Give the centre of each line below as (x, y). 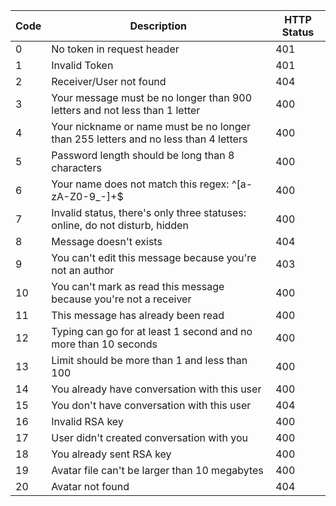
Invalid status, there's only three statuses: (149, 212)
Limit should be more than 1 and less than (149, 360)
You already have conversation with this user (156, 389)
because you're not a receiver (121, 299)
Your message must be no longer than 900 (152, 97)
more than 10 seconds (104, 344)
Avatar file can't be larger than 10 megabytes (157, 470)
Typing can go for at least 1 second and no (152, 331)
